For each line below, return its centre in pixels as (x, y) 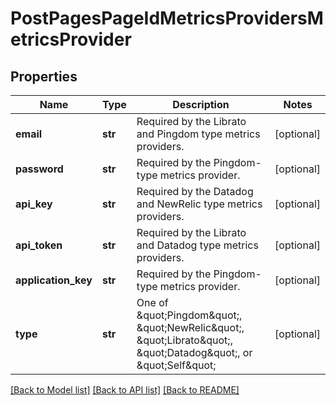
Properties (44, 76)
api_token (39, 245)
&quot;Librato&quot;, (184, 340)
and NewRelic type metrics (199, 204)
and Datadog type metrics (197, 245)
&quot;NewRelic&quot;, (190, 327)
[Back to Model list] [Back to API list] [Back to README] (125, 390)
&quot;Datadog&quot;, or (194, 352)
